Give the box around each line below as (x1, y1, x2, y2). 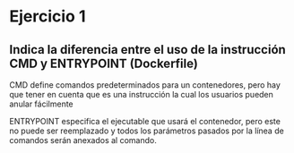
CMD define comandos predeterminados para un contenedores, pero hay (9, 80, 281, 90)
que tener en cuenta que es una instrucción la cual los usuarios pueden (9, 89, 273, 99)
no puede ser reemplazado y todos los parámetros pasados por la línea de (9, 125, 284, 136)
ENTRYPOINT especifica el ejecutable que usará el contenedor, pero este (9, 116, 281, 126)
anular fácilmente (9, 98, 73, 109)
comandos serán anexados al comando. (9, 135, 157, 145)
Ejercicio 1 (9, 6, 86, 27)
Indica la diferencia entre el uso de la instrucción (9, 42, 287, 57)
